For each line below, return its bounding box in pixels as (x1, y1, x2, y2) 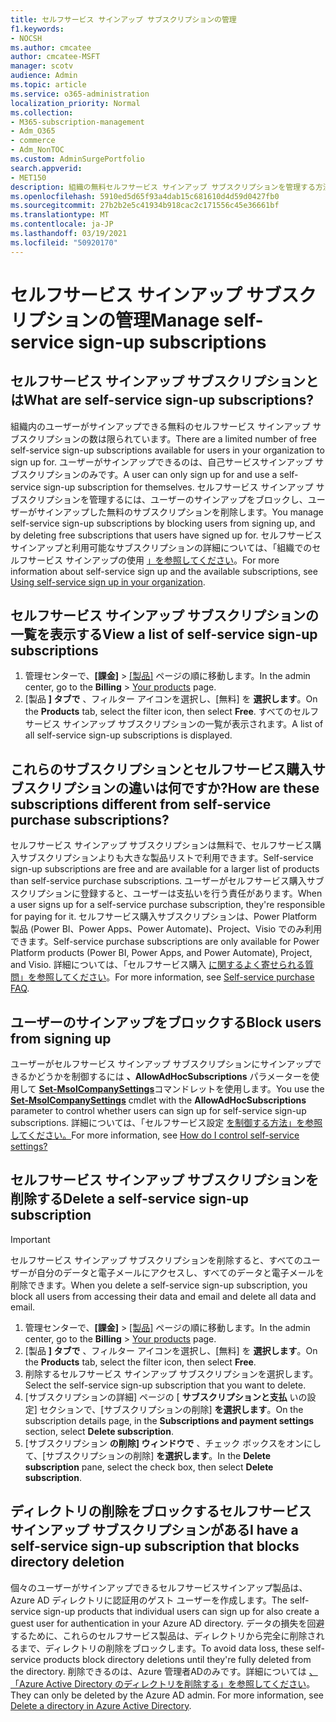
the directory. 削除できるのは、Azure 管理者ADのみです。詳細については (10, 1665, 307, 1677)
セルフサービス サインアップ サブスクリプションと (10, 373, 319, 390)
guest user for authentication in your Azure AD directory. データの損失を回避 (10, 1617, 325, 1629)
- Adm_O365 (10, 126, 56, 136)
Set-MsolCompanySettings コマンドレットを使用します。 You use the (38, 1083, 325, 1095)
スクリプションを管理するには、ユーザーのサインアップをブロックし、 (18, 493, 308, 505)
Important (10, 1233, 51, 1245)
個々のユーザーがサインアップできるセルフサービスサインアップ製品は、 (10, 1581, 308, 1593)
